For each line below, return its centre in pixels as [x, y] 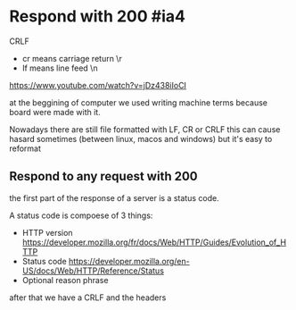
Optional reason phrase [65, 280]
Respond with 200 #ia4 [97, 17]
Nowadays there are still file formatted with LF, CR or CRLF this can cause [145, 129]
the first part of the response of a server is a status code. [115, 197]
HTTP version [47, 232]
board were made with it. [55, 112]
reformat [25, 148]
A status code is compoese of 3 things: [81, 215]
